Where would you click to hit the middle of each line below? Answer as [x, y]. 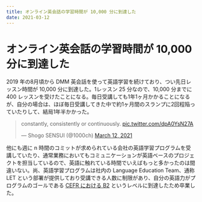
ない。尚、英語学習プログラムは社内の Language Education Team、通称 [106, 170]
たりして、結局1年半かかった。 [54, 112]
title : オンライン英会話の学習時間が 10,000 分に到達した [71, 12]
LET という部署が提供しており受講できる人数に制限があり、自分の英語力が [98, 178]
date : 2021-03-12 [28, 17]
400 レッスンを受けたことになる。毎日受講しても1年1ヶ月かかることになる [98, 97]
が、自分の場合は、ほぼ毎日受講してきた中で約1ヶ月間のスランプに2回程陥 [98, 104]
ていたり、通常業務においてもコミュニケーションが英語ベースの [95, 155]
